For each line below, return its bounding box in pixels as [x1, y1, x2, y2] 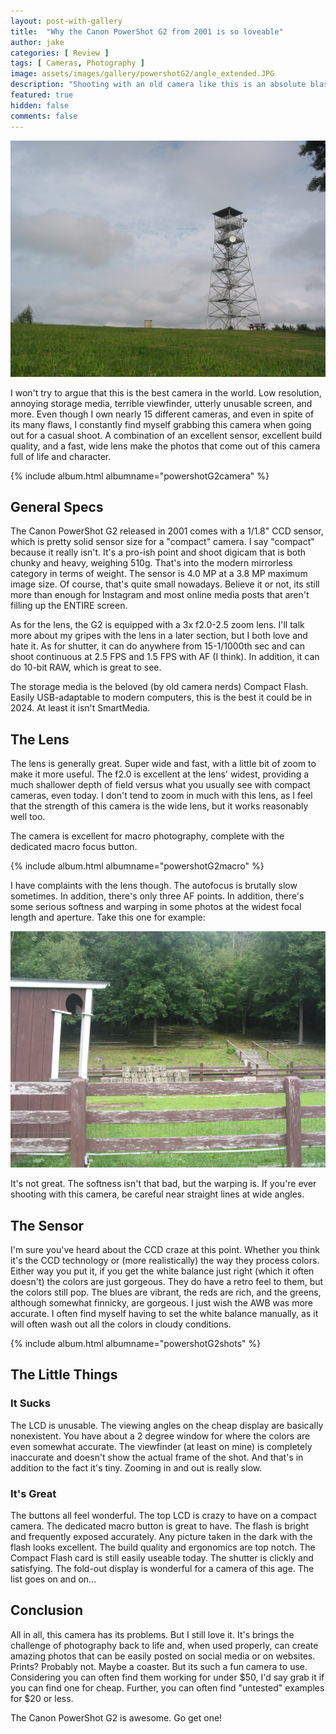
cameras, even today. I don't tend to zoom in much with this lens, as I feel [10, 790, 313, 802]
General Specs [10, 498, 104, 515]
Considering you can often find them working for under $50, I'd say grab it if [10, 1671, 325, 1683]
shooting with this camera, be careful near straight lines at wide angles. [10, 1188, 305, 1200]
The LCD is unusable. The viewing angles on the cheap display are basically [10, 1419, 324, 1431]
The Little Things [10, 1366, 118, 1384]
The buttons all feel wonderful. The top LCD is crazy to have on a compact [10, 1509, 317, 1521]
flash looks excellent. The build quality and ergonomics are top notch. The [10, 1541, 316, 1553]
